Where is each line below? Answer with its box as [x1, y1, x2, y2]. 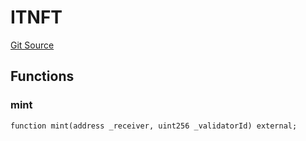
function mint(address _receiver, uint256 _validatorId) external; [10, 121, 298, 131]
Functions [10, 68, 75, 85]
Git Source [10, 39, 55, 51]
